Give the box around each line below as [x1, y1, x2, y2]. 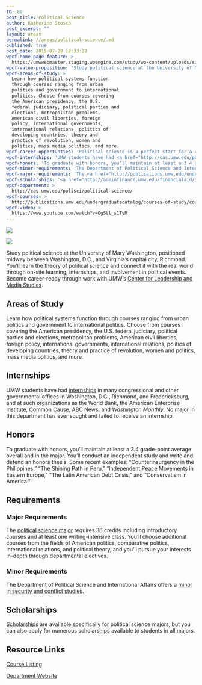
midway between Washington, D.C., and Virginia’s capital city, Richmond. [6, 256, 186, 263]
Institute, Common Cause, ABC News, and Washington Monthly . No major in [6, 406, 195, 413]
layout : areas [6, 31, 42, 37]
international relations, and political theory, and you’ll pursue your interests [6, 546, 191, 553]
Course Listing [6, 660, 43, 668]
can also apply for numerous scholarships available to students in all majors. [6, 627, 195, 634]
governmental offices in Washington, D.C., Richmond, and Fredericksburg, [6, 392, 190, 400]
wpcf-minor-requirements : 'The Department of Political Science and [6, 166, 182, 172]
